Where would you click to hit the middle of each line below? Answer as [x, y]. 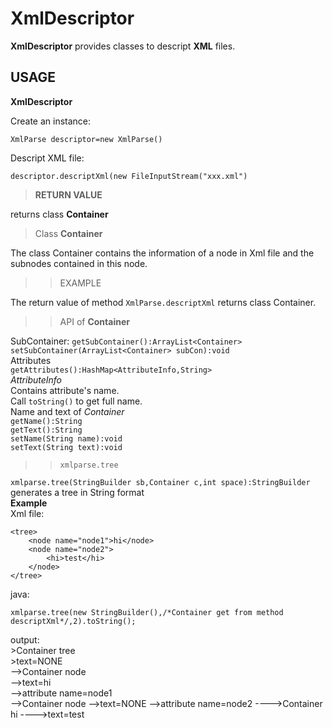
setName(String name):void [66, 438]
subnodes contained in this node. [79, 263]
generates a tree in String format [77, 492]
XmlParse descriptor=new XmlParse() [86, 139]
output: [25, 639]
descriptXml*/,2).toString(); [73, 621]
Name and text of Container [67, 411]
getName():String [46, 421]
